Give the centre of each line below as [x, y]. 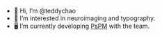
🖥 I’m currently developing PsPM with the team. [82, 26]
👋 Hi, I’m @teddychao [45, 11]
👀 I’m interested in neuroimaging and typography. [84, 18]
